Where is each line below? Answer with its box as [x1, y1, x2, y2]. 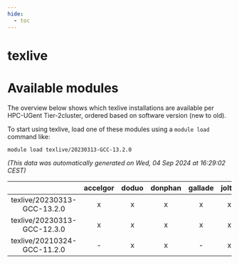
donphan [150, 182, 182, 192]
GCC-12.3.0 [22, 224, 65, 234]
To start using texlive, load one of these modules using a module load [7, 125, 210, 133]
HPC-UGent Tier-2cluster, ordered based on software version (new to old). [7, 111, 226, 119]
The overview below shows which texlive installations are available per [7, 104, 215, 112]
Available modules [7, 79, 119, 96]
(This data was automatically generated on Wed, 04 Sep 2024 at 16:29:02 [7, 158, 226, 167]
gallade [188, 182, 215, 192]
